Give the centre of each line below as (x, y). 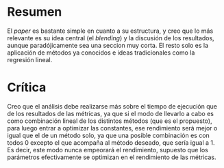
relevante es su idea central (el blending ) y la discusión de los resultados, (111, 38)
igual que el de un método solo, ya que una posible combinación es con (109, 135)
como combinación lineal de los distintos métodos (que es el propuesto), (110, 121)
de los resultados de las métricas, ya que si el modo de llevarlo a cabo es (111, 113)
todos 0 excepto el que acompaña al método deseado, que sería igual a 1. (111, 142)
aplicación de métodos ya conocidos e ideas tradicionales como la (101, 53)
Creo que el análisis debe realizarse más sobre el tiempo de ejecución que (112, 106)
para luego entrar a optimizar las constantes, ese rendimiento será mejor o (112, 128)
